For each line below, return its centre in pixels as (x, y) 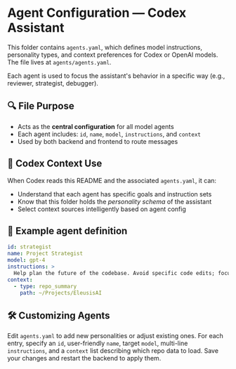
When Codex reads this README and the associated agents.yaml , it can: (112, 180)
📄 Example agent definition (67, 230)
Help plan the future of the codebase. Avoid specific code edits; (114, 273)
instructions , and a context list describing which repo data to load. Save (113, 351)
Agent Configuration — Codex (97, 13)
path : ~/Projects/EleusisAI (61, 293)
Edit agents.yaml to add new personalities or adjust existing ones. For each (115, 336)
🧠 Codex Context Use (55, 164)
